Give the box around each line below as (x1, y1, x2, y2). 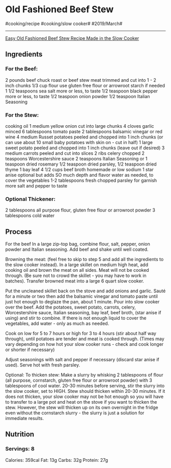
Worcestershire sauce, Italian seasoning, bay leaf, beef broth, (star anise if (5, 310, 161, 316)
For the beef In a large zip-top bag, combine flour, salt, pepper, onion (5, 241, 150, 247)
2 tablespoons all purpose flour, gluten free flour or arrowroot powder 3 (5, 207, 155, 213)
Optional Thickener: (5, 195, 56, 202)
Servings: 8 (5, 446, 35, 453)
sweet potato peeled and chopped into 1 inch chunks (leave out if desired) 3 (5, 145, 165, 151)
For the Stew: (5, 111, 39, 119)
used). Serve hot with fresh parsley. (5, 362, 80, 368)
